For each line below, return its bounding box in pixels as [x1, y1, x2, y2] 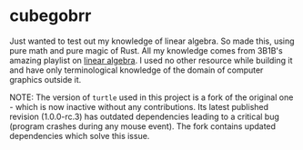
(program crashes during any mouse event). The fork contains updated [9, 120, 276, 132]
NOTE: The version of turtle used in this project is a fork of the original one [9, 92, 294, 103]
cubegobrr [9, 5, 92, 26]
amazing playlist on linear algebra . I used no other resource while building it [9, 55, 293, 65]
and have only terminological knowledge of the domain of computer [9, 65, 264, 75]
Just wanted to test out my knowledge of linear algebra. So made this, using [9, 35, 295, 46]
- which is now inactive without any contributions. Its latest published [9, 101, 269, 112]
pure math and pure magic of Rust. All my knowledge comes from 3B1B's [9, 45, 284, 55]
